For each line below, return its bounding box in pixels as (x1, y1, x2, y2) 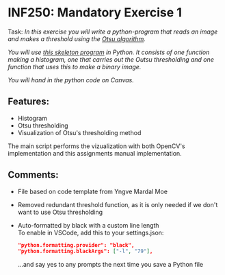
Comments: (8, 169, 59, 181)
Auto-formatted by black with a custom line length (17, 221, 159, 229)
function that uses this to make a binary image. (8, 62, 142, 71)
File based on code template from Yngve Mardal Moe (17, 187, 168, 195)
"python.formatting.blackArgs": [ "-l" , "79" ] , (17, 248, 153, 255)
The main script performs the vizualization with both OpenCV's (8, 142, 185, 150)
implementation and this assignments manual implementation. (8, 149, 182, 157)
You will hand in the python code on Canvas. (8, 75, 134, 84)
